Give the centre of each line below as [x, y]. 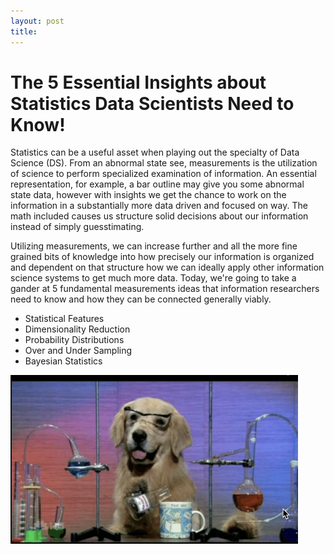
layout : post [37, 21]
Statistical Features [64, 319]
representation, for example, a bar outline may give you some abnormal [157, 184]
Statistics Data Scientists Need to [152, 103]
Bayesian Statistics [63, 361]
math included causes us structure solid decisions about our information [159, 216]
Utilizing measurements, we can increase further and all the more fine [154, 246]
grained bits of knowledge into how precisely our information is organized [162, 257]
